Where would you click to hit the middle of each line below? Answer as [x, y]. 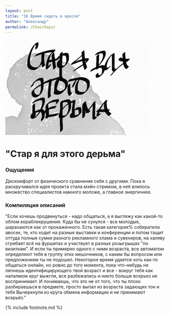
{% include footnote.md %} [34, 308]
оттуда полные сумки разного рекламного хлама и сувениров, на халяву [85, 238]
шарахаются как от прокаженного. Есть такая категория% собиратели [83, 227]
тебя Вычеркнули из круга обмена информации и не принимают [76, 292]
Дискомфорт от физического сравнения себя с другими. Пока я [75, 181]
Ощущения [20, 170]
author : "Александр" [27, 21]
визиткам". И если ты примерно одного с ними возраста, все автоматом [85, 249]
